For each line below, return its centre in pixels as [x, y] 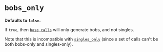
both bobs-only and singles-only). [39, 44]
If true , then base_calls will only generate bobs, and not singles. [69, 29]
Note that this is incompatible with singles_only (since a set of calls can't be [81, 39]
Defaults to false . [23, 20]
